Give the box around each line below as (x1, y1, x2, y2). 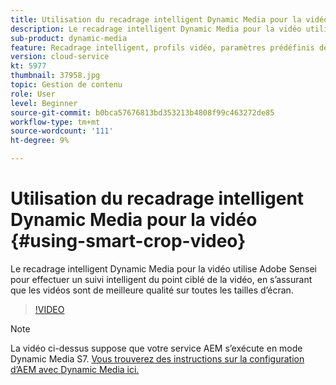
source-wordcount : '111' (10, 126, 114, 136)
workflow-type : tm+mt (10, 117, 101, 127)
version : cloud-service (10, 52, 110, 62)
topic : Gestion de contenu (10, 80, 123, 90)
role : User (10, 89, 56, 99)
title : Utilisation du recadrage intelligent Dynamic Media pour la (10, 14, 302, 25)
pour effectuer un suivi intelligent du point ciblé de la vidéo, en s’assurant (10, 273, 313, 285)
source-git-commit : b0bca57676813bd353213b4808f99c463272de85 (10, 107, 275, 118)
